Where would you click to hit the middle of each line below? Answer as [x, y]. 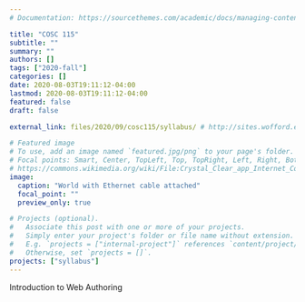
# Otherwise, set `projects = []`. [81, 252]
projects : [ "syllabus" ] [54, 261]
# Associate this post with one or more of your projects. [128, 227]
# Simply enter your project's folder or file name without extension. [152, 236]
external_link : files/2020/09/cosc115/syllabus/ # [107, 127]
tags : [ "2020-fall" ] [49, 68]
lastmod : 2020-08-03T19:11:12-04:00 [79, 93]
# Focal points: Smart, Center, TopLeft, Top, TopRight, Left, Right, [146, 160]
